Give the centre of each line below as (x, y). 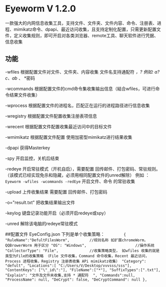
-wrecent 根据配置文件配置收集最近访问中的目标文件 (59, 126)
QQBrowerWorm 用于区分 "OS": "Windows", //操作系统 (80, 245)
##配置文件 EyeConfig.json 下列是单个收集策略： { (66, 234)
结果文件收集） (25, 95)
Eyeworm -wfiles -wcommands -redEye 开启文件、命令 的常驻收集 (70, 181)
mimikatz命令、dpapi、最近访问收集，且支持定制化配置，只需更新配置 (85, 29)
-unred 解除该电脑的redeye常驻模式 (42, 223)
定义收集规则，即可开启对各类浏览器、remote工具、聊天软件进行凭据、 (86, 35)
